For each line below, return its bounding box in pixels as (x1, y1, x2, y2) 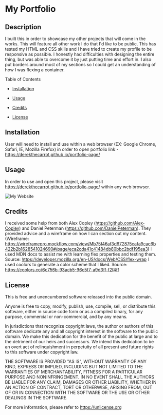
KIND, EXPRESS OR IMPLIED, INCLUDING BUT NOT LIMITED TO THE (5, 364, 143, 370)
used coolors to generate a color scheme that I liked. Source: (5, 262, 127, 268)
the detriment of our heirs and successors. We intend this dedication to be (5, 339, 154, 345)
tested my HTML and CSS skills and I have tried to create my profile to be (5, 46, 152, 52)
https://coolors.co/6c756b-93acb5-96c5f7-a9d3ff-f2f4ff (5, 267, 119, 273)
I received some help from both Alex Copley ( (5, 220, 96, 226)
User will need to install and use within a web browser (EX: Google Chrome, (5, 141, 157, 147)
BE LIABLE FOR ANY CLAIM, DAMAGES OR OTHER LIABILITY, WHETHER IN (5, 379, 157, 385)
